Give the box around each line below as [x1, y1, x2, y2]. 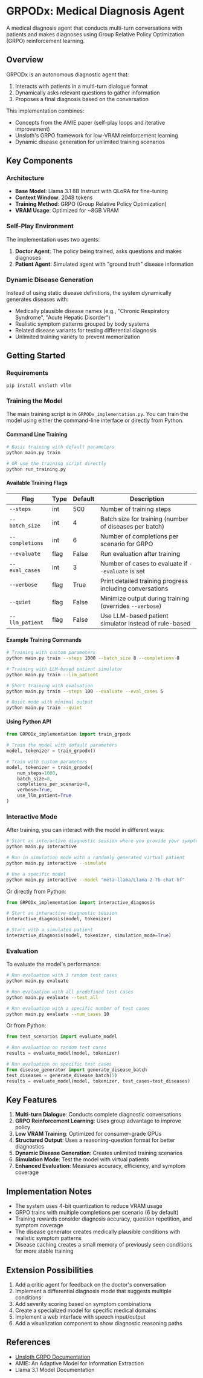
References [6, 1337, 51, 1348]
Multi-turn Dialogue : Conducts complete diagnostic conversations [14, 1111, 181, 1118]
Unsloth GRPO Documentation [14, 1353, 91, 1360]
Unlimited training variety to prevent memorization [14, 333, 140, 340]
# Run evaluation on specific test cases [6, 1061, 112, 1067]
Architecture [6, 174, 45, 182]
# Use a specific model [6, 871, 66, 877]
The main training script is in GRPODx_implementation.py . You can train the [6, 410, 188, 418]
